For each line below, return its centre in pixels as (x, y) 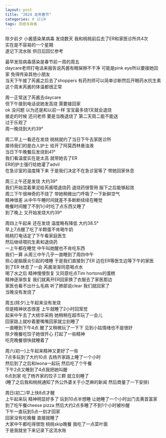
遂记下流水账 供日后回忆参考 (34, 51)
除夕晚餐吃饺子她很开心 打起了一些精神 (45, 334)
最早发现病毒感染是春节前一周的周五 (42, 62)
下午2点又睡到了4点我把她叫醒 (36, 370)
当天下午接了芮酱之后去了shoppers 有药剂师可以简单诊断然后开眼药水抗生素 (83, 81)
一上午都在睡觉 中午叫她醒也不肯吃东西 (45, 248)
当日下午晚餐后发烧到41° (30, 152)
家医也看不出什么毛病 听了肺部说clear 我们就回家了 (57, 286)
